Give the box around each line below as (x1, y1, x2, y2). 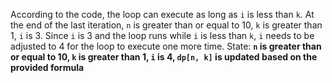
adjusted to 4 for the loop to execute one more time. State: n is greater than (10, 40, 322, 52)
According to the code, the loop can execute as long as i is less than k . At (10, 9, 315, 20)
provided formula (10, 62, 85, 73)
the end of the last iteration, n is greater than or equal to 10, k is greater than (10, 19, 323, 31)
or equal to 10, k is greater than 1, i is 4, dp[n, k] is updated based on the (10, 51, 318, 63)
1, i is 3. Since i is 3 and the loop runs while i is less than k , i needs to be (10, 30, 315, 41)
